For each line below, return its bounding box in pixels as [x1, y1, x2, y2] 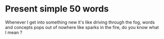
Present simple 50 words [5, 3, 109, 14]
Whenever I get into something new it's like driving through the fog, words [5, 19, 155, 25]
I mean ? [5, 29, 23, 35]
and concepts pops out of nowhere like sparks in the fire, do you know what [5, 24, 159, 30]
